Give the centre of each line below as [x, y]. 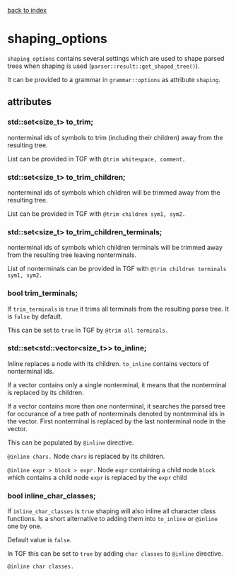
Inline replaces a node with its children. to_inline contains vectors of [108, 363]
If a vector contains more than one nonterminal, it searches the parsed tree [117, 406]
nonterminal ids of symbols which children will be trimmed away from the [114, 192]
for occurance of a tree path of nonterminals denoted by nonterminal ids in [116, 413]
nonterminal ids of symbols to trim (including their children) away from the [116, 137]
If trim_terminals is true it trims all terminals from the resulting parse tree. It [118, 309]
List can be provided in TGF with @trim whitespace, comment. [96, 159]
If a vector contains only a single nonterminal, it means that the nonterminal [117, 384]
